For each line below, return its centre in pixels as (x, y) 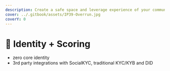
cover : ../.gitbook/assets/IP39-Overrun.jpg (53, 14)
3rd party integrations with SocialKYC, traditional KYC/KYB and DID (83, 63)
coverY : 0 (16, 19)
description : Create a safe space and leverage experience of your (78, 10)
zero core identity (31, 57)
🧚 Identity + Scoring (48, 44)
